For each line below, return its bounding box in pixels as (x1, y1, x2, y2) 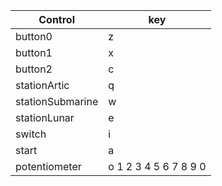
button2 (15, 62, 53, 76)
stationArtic (15, 79, 70, 92)
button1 (15, 46, 53, 59)
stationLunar (15, 111, 75, 124)
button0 (15, 30, 53, 43)
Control (38, 13, 75, 26)
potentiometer (15, 160, 82, 173)
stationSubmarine (15, 95, 99, 108)
